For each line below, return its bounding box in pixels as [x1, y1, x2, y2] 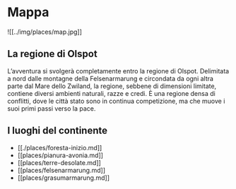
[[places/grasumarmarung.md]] [17, 173, 110, 182]
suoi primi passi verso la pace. [7, 104, 96, 113]
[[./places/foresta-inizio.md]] [17, 143, 102, 152]
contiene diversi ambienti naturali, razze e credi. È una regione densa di [7, 89, 216, 97]
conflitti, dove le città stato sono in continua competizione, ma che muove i [7, 97, 225, 105]
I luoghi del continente [7, 125, 108, 137]
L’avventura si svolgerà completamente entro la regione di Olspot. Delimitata [7, 66, 230, 75]
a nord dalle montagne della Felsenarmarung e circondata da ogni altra [7, 74, 214, 83]
